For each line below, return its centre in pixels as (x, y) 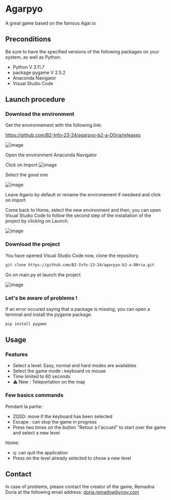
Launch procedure (35, 100)
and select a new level (36, 433)
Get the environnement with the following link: (54, 125)
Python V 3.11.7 (29, 67)
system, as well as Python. (33, 57)
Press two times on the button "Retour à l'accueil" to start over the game (89, 427)
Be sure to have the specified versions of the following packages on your (82, 51)
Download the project (33, 244)
